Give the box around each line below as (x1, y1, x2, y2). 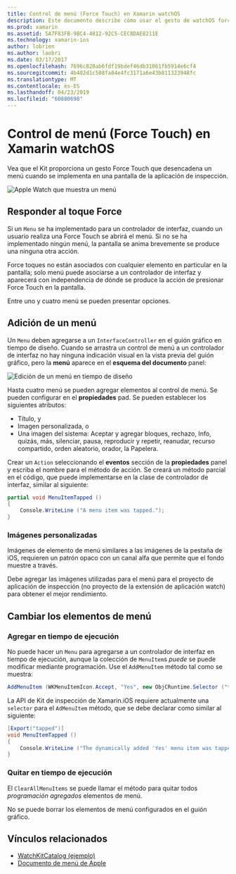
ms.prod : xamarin (7, 23, 58, 30)
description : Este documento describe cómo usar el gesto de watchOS (7, 17, 216, 24)
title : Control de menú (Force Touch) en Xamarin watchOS (7, 10, 181, 18)
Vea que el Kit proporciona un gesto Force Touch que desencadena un (7, 164, 212, 173)
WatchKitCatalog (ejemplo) (17, 851, 96, 860)
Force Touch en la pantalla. (7, 283, 86, 291)
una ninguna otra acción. (7, 247, 79, 255)
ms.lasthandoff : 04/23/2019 (7, 89, 90, 96)
